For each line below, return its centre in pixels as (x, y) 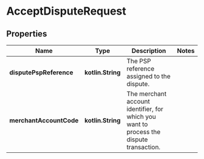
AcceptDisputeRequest (66, 11)
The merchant (147, 94)
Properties (27, 34)
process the (144, 132)
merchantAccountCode (44, 120)
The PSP (139, 61)
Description (149, 51)
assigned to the (149, 76)
